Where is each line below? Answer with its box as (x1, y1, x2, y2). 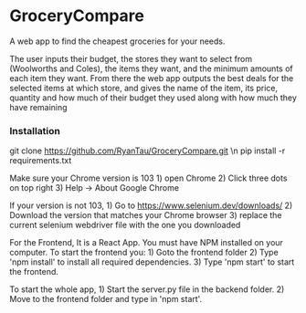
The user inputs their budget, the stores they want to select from (9, 53, 253, 64)
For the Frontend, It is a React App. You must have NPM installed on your (9, 237, 283, 248)
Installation (9, 124, 61, 137)
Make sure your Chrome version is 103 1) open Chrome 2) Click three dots (9, 172, 288, 183)
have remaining (9, 101, 68, 112)
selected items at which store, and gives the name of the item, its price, (9, 82, 279, 93)
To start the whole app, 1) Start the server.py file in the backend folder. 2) (9, 284, 285, 295)
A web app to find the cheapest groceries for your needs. (9, 36, 226, 47)
